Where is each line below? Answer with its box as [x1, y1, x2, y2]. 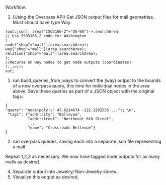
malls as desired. [5, 159, 40, 165]
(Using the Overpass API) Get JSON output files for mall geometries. [12, 14, 154, 20]
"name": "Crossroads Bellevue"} [27, 125, 96, 130]
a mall [12, 144, 25, 150]
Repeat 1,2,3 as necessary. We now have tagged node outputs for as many [5, 153, 160, 159]
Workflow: [5, 5, 27, 10]
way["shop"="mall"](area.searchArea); [5, 47, 87, 52]
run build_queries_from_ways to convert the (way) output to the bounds [12, 77, 161, 83]
